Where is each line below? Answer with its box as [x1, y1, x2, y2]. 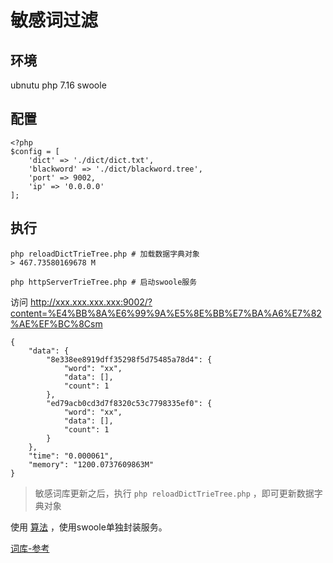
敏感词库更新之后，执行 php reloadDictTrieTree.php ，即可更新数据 [34, 487, 315, 499]
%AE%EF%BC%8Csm [10, 317, 103, 330]
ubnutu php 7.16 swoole [10, 79, 107, 91]
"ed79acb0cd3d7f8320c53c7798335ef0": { [46, 398, 213, 408]
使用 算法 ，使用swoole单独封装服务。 [10, 521, 168, 533]
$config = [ [10, 146, 60, 156]
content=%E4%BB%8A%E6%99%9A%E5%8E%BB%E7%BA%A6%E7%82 [10, 307, 322, 319]
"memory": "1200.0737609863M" [28, 459, 155, 470]
